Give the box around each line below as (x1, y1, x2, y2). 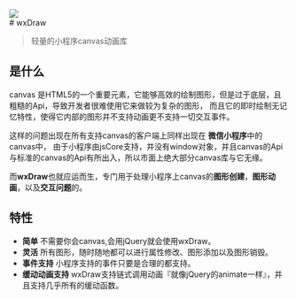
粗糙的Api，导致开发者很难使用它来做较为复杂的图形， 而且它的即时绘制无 (9, 100, 280, 111)
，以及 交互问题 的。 (17, 181, 87, 193)
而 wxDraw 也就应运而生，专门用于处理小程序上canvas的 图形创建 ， (9, 171, 253, 181)
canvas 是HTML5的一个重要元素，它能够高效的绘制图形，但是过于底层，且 (9, 88, 282, 100)
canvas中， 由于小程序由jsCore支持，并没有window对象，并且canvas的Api (9, 141, 284, 151)
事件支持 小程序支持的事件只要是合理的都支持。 (21, 257, 196, 268)
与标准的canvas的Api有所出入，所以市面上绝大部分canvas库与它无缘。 (9, 152, 268, 163)
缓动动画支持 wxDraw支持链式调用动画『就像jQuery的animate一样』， (21, 269, 275, 280)
